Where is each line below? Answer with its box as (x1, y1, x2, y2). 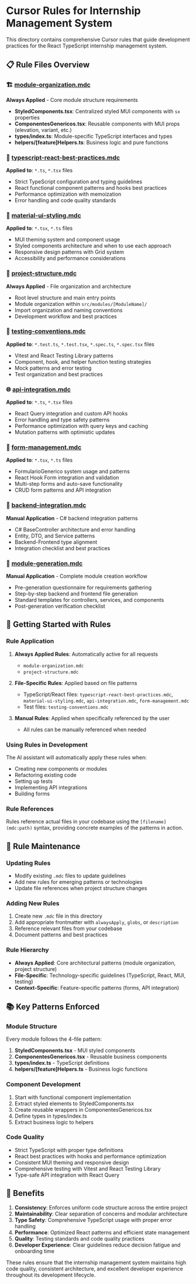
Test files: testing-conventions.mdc (23, 703, 109, 710)
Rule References (6, 805, 54, 813)
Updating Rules (6, 859, 51, 867)
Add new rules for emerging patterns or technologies (14, 878, 143, 885)
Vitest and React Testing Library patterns (14, 352, 114, 359)
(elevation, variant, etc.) (14, 126, 72, 133)
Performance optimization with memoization (14, 190, 122, 197)
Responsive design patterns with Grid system (14, 248, 124, 256)
